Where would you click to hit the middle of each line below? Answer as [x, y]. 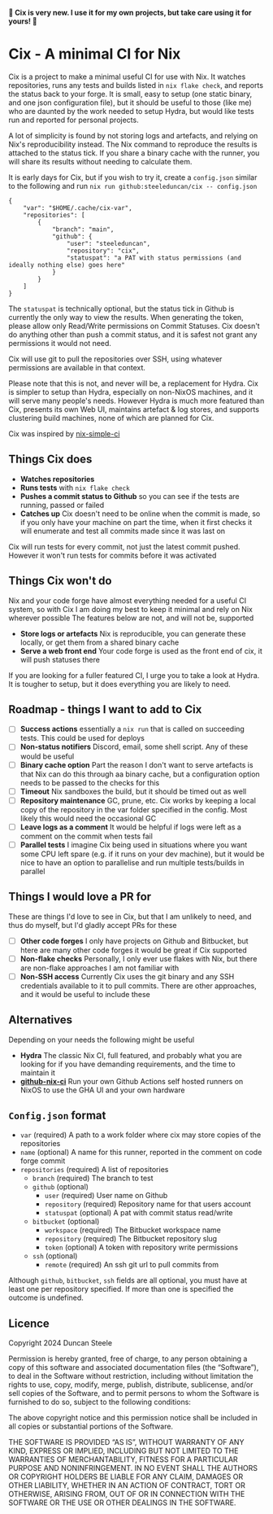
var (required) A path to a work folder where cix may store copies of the [141, 1135]
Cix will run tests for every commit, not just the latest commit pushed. [125, 546]
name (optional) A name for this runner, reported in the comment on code [141, 1153]
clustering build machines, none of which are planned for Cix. [111, 418]
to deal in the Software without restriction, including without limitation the [131, 1376]
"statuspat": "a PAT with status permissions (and [154, 258]
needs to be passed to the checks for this [90, 782]
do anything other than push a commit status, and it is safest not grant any [133, 335]
